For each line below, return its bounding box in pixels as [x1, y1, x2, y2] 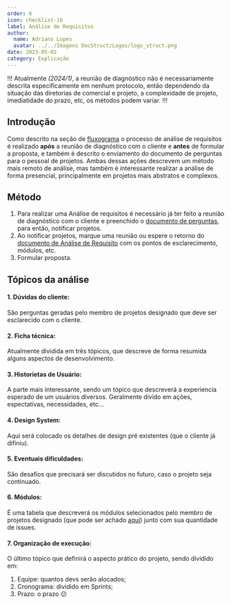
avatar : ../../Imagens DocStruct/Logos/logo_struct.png [13, 42, 177, 49]
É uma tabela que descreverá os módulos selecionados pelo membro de [7, 508, 212, 516]
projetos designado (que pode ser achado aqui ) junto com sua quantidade [7, 516, 219, 524]
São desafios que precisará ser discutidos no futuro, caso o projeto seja [7, 469, 212, 478]
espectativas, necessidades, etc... [7, 400, 104, 409]
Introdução [7, 116, 56, 128]
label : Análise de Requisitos [7, 23, 94, 30]
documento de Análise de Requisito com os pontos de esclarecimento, [17, 239, 219, 248]
